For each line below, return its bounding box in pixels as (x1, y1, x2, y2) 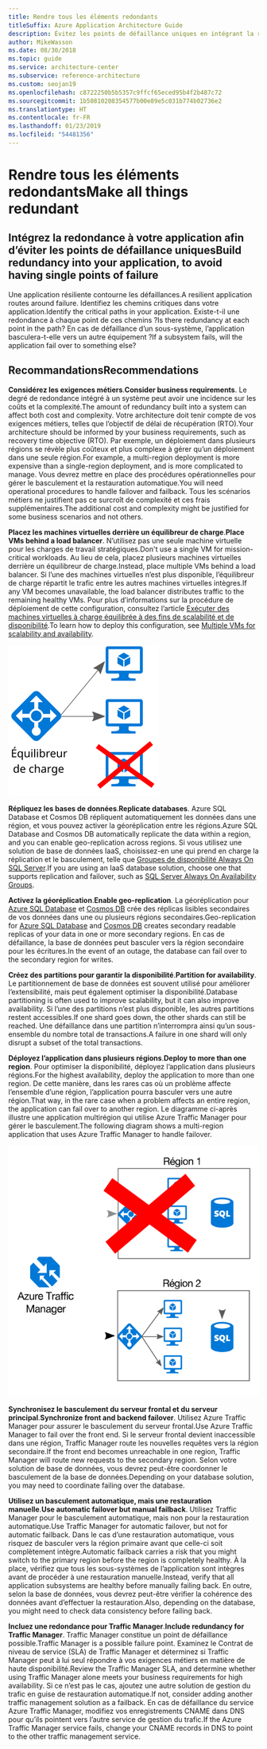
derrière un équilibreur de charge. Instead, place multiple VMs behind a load (8, 561, 256, 571)
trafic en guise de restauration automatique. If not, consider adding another (8, 1689, 253, 1699)
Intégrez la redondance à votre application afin (8, 231, 245, 245)
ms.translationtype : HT (8, 105, 87, 113)
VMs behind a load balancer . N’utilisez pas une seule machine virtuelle (8, 535, 242, 545)
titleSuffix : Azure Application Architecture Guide (8, 21, 183, 29)
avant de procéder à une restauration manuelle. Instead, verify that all (8, 1572, 234, 1582)
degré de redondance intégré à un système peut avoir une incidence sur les (8, 393, 257, 402)
